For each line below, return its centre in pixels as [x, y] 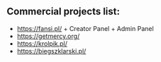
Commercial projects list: [63, 12]
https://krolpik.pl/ [42, 43]
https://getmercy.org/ [48, 36]
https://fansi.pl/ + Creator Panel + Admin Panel [85, 28]
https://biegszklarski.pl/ [51, 51]
